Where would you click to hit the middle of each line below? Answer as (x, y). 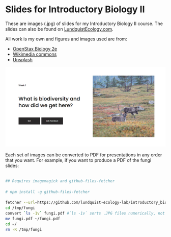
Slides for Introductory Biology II (75, 9)
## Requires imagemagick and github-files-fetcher (60, 181)
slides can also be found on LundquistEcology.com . (59, 29)
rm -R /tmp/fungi (24, 229)
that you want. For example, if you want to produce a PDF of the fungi (78, 160)
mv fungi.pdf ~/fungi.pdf (33, 219)
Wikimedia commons (35, 54)
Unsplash (23, 59)
